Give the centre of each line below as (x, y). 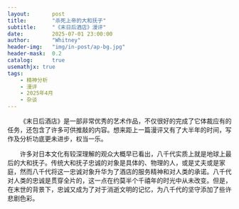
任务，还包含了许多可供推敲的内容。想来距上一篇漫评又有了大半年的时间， (116, 130)
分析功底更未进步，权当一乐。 (63, 139)
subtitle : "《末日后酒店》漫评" (57, 27)
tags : (15, 73)
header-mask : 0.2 (34, 54)
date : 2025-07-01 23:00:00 (60, 34)
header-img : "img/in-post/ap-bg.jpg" (67, 47)
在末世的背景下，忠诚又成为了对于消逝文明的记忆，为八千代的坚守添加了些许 (119, 189)
